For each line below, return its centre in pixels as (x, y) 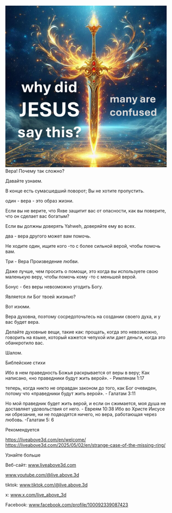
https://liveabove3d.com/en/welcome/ (46, 440)
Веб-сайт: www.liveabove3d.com (41, 465)
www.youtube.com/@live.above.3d (42, 475)
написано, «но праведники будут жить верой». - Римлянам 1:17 (75, 378)
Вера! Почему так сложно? (35, 171)
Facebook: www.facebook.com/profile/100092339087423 (67, 505)
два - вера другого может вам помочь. (48, 236)
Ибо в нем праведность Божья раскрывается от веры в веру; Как (78, 373)
